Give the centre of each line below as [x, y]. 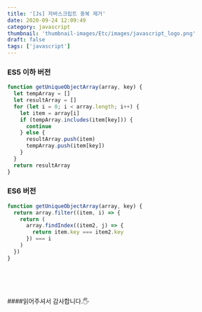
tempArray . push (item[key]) [65, 146]
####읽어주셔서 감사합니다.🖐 [48, 301]
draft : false [26, 40]
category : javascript [39, 27]
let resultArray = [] [45, 100]
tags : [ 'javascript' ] [39, 46]
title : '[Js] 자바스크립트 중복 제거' [56, 14]
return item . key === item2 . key [78, 232]
